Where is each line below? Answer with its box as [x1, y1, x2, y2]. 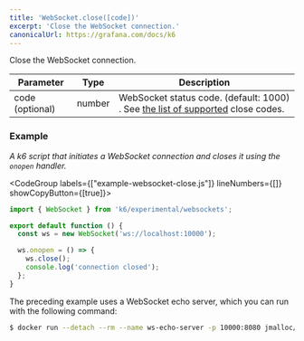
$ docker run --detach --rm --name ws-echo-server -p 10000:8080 [9, 323, 261, 332]
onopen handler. [9, 160, 67, 171]
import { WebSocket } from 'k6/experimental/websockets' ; [9, 204, 233, 213]
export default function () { [9, 221, 124, 231]
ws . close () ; [25, 254, 71, 263]
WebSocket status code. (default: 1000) [119, 91, 290, 104]
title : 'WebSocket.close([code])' [9, 13, 140, 23]
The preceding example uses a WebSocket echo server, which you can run [9, 296, 290, 307]
